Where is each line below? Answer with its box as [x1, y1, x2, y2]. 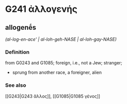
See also [5, 82, 26, 89]
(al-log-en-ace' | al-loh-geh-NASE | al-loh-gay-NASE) [5, 36, 117, 42]
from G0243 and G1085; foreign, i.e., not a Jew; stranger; [5, 60, 123, 66]
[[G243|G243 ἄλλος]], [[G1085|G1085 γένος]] [5, 93, 101, 99]
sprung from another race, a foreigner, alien [12, 69, 102, 75]
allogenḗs [5, 23, 36, 32]
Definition [5, 49, 30, 55]
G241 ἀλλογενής [5, 3, 78, 15]
